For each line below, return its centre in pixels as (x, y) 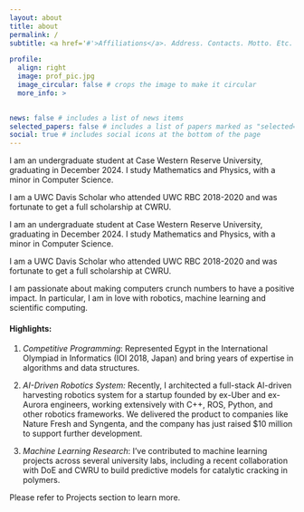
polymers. (41, 480)
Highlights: (31, 328)
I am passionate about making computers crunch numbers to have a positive (152, 289)
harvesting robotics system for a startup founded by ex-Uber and (144, 395)
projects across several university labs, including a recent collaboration (155, 461)
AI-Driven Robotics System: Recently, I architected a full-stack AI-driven (157, 385)
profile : (26, 60)
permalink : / (34, 34)
